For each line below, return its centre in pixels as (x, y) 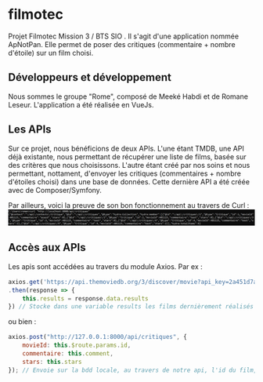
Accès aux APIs (47, 247)
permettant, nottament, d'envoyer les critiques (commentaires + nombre (124, 173)
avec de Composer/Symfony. (55, 190)
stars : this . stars (52, 362)
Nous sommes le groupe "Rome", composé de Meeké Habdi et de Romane (128, 96)
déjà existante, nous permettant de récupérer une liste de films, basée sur (127, 156)
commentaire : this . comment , (68, 354)
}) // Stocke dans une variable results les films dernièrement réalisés (131, 307)
